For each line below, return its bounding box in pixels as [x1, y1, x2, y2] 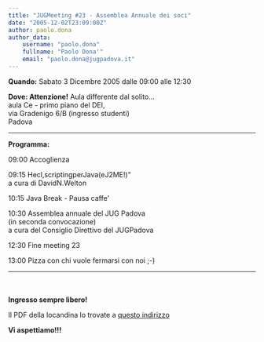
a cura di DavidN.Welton [8, 178, 87, 187]
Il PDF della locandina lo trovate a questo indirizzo [8, 310, 170, 319]
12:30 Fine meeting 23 [8, 240, 81, 249]
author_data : [8, 33, 51, 42]
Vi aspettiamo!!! [8, 325, 62, 334]
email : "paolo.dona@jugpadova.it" [22, 56, 135, 64]
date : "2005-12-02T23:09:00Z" [8, 19, 108, 27]
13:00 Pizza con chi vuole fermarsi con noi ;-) [8, 256, 156, 265]
